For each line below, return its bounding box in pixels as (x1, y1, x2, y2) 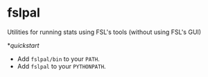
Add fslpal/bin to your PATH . (17, 54, 101, 63)
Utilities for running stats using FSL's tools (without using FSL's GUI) (7, 28, 202, 36)
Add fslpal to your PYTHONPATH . (17, 62, 106, 70)
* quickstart (7, 41, 40, 49)
